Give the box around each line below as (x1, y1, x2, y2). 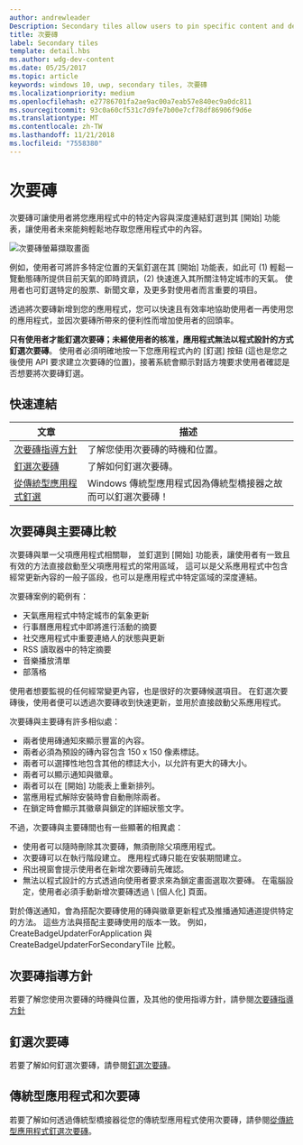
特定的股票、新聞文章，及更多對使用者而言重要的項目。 (56, 284, 262, 295)
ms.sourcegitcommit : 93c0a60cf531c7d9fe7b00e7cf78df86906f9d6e (9, 105, 252, 114)
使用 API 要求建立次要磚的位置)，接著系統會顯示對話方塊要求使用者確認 (16, 356, 282, 367)
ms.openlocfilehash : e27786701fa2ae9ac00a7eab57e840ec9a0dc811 (9, 96, 252, 106)
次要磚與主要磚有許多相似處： (9, 716, 120, 727)
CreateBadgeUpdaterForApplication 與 (9, 928, 152, 939)
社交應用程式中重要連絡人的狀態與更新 (22, 633, 165, 644)
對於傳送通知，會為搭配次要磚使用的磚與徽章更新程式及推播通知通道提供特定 (9, 905, 294, 916)
